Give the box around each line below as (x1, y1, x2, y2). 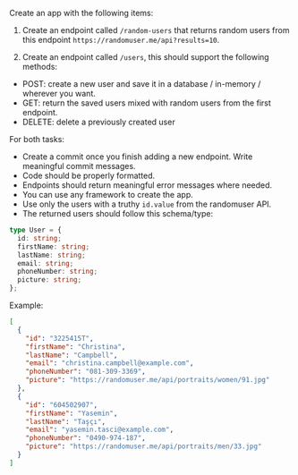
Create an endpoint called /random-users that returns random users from (21, 25, 290, 35)
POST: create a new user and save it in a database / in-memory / (21, 79, 261, 89)
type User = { (9, 225, 63, 234)
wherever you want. (21, 89, 96, 98)
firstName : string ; (17, 242, 90, 251)
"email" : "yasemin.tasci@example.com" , (25, 425, 175, 435)
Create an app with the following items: (9, 8, 154, 18)
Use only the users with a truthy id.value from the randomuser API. (21, 199, 272, 209)
